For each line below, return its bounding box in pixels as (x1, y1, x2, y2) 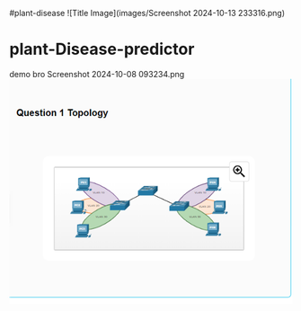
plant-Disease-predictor (9, 40, 195, 59)
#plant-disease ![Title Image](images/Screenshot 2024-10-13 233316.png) (9, 8, 286, 18)
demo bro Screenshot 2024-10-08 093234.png (9, 68, 185, 79)
